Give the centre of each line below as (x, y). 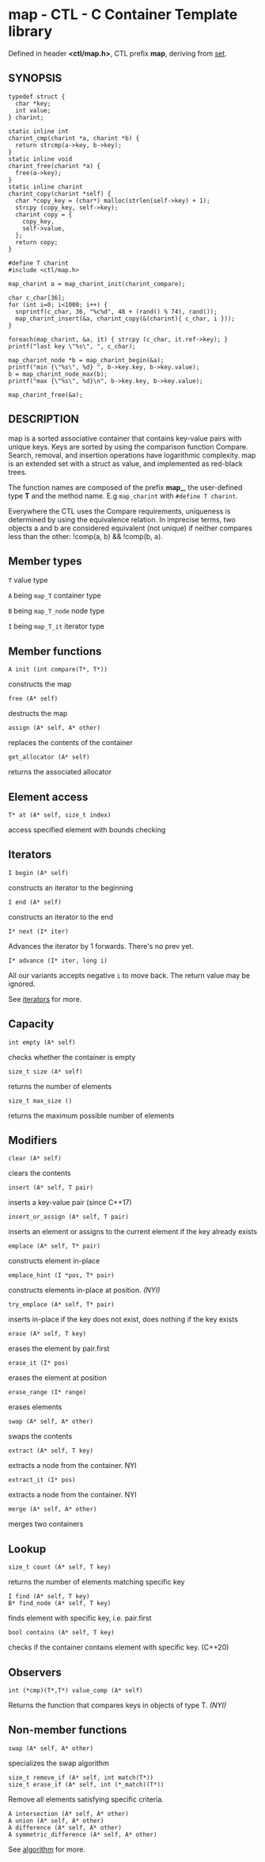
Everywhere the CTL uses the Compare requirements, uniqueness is (119, 511)
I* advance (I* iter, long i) (58, 961)
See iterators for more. (45, 999)
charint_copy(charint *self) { (60, 193)
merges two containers (46, 1524)
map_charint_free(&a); (45, 395)
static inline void (40, 159)
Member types (45, 561)
